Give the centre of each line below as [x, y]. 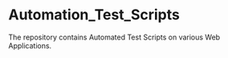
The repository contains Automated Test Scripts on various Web [114, 37]
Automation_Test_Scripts [94, 15]
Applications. [30, 45]
